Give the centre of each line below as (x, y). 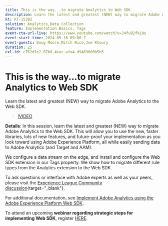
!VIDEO (25, 117)
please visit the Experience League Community (54, 183)
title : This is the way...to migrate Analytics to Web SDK (68, 10)
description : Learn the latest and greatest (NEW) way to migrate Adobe (82, 15)
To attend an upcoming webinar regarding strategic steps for (69, 213)
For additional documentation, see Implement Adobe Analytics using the (79, 198)
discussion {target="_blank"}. (35, 188)
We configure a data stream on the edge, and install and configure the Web (83, 157)
